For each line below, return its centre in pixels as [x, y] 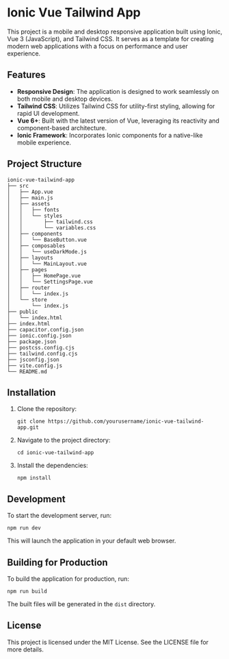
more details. [26, 649]
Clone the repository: [47, 409]
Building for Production [57, 562]
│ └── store [27, 299]
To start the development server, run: [59, 516]
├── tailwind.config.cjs [42, 353]
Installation [31, 392]
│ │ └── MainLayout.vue [47, 264]
